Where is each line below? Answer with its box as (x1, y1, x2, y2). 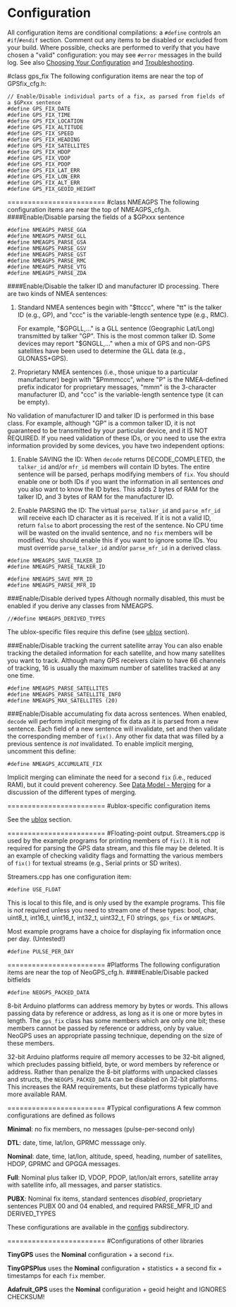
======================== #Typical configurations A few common (7, 1103, 221, 1112)
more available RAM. (7, 1090, 68, 1098)
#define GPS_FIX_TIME (7, 111, 71, 118)
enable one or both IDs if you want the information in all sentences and (17, 477, 224, 485)
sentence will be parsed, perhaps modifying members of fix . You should (17, 470, 230, 478)
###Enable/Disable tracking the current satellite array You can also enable (7, 641, 223, 650)
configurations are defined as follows (7, 1111, 116, 1120)
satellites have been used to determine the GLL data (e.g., (17, 347, 186, 355)
